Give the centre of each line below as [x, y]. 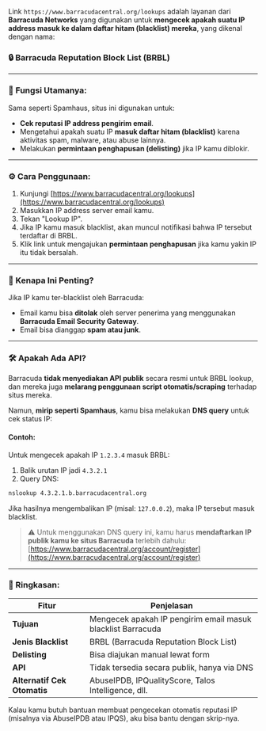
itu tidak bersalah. [49, 252]
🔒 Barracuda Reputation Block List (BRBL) [89, 57]
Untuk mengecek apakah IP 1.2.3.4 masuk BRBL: [89, 455]
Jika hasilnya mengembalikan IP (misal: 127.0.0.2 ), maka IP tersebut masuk [131, 508]
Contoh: [22, 437]
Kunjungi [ [36, 193]
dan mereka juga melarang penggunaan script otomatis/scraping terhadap [133, 386]
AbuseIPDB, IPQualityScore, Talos [152, 680]
